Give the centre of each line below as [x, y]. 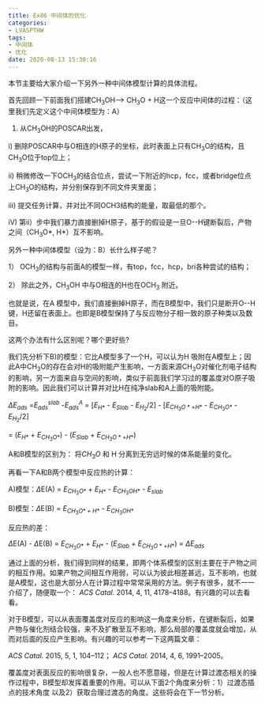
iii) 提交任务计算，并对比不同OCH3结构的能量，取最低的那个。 [109, 205]
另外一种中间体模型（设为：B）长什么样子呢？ [83, 250]
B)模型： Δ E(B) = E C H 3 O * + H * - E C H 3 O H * [71, 509]
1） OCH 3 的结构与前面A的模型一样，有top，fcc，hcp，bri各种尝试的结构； [130, 268]
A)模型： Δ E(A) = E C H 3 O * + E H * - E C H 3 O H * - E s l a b [86, 490]
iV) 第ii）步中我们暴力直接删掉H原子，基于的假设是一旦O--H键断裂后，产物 [130, 221]
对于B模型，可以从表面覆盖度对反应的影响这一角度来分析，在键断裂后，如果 [131, 619]
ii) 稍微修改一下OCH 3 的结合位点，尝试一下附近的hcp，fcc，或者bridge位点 [130, 176]
